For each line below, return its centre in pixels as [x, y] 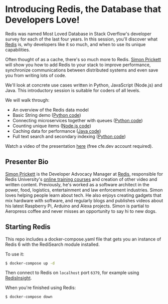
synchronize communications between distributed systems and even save [82, 70]
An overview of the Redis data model [50, 110]
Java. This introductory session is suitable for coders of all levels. [73, 90]
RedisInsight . [19, 278]
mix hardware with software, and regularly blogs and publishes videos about [84, 200]
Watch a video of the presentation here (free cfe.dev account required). [79, 146]
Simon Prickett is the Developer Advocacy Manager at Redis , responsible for [84, 174]
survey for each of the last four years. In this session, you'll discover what [81, 39]
